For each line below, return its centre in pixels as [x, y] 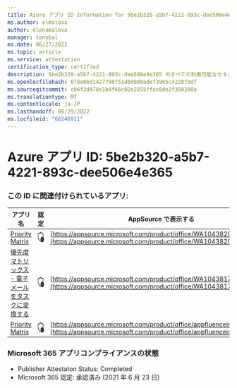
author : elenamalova [38, 30]
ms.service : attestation [44, 60]
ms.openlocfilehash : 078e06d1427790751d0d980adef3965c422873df [102, 82]
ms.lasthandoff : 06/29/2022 [49, 112]
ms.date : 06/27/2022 [38, 45]
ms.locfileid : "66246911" [45, 119]
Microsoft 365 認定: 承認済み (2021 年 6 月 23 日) [89, 377]
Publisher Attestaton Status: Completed [75, 369]
